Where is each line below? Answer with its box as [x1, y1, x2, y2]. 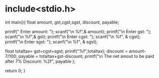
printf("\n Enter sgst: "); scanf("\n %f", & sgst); [5, 39, 98, 44]
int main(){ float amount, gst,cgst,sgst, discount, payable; [5, 19, 119, 25]
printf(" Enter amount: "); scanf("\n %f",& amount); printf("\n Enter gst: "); [5, 28, 151, 34]
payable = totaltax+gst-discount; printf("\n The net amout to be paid [18, 53, 155, 59]
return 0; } [5, 67, 26, 73]
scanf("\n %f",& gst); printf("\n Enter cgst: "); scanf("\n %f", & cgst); [5, 34, 141, 39]
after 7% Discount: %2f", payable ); [5, 58, 76, 64]
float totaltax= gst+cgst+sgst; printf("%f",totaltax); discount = [5, 48, 128, 54]
